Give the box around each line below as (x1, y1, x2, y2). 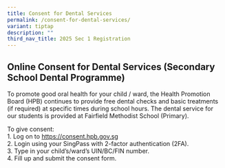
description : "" (7, 29, 54, 36)
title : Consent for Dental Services (7, 10, 112, 17)
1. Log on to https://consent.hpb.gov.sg (7, 132, 118, 141)
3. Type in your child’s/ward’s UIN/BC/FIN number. (7, 147, 150, 155)
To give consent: (7, 125, 55, 133)
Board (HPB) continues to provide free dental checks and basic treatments (7, 97, 219, 105)
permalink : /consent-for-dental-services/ (7, 16, 131, 23)
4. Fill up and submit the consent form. (7, 154, 117, 162)
